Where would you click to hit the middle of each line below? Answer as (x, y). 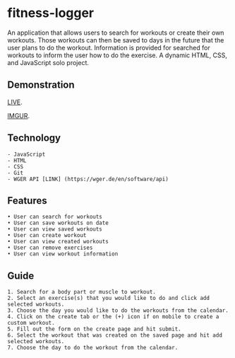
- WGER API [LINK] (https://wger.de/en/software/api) (88, 179)
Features (27, 201)
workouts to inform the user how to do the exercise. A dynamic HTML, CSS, (117, 55)
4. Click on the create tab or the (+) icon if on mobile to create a (113, 317)
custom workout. (31, 323)
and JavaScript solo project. (48, 62)
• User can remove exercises (50, 248)
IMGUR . (19, 115)
